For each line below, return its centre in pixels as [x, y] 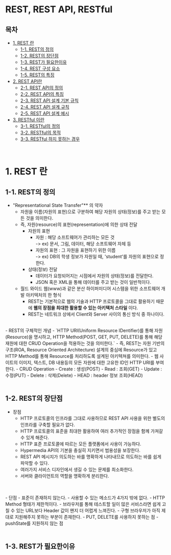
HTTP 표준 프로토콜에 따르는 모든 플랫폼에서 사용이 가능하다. [81, 444]
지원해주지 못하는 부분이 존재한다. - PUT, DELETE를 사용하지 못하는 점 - [87, 517]
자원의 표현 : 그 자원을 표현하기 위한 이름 [76, 250]
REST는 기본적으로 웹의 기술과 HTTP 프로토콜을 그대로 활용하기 [91, 301]
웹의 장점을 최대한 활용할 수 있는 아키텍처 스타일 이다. [86, 308]
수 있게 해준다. [35, 437]
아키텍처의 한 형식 [44, 295]
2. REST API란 [27, 81]
